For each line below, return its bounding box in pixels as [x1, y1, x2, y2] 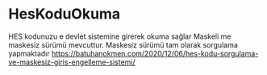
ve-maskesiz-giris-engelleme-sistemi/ [8, 57, 136, 67]
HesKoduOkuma [8, 5, 121, 23]
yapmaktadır [8, 48, 50, 58]
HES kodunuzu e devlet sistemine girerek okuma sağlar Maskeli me [8, 31, 232, 41]
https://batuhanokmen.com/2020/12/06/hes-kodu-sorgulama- [51, 48, 259, 58]
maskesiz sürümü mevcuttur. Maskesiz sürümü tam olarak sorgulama [8, 40, 238, 49]
